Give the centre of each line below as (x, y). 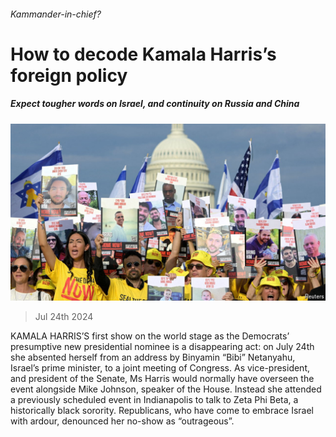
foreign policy (69, 75)
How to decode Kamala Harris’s (143, 54)
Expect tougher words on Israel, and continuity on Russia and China (155, 104)
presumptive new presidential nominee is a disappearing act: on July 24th (162, 347)
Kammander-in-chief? (56, 14)
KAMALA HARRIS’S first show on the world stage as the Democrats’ (150, 336)
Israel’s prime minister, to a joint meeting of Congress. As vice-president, (160, 368)
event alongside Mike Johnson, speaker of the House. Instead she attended (166, 389)
